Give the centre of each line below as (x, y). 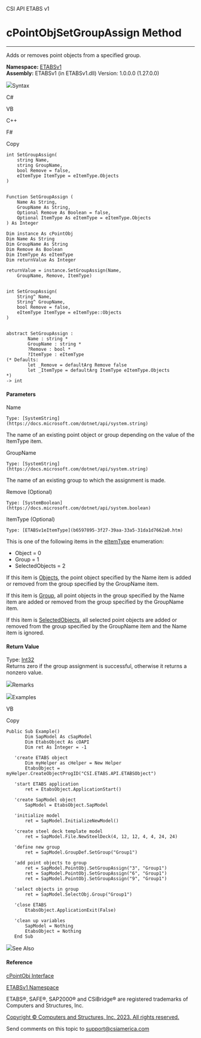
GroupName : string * (55, 344)
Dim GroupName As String (37, 244)
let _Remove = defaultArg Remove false (77, 365)
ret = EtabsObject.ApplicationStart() (73, 789)
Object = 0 (28, 553)
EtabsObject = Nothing (53, 931)
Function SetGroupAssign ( (40, 197)
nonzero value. (25, 673)
